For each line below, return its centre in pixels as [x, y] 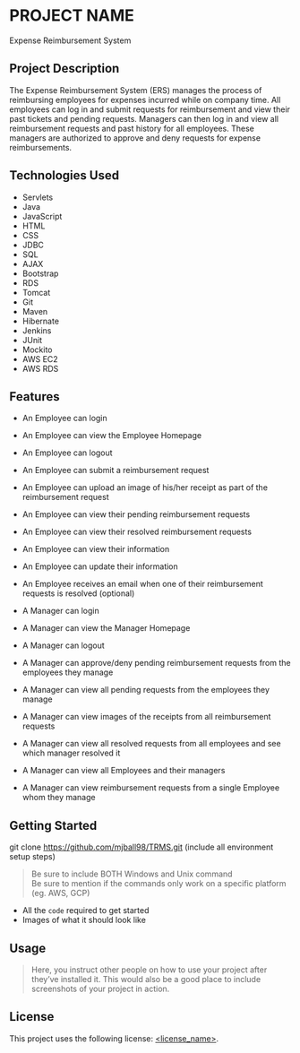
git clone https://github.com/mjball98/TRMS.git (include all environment [141, 847]
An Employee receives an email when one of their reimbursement [143, 584]
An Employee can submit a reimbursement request [116, 470]
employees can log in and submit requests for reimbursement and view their [150, 109]
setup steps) [32, 857]
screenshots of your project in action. [100, 988]
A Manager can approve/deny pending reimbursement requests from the [156, 663]
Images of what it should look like [84, 920]
